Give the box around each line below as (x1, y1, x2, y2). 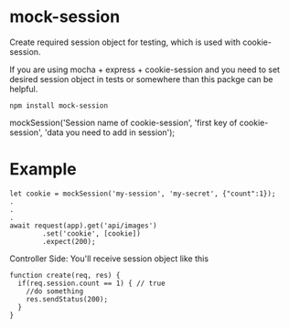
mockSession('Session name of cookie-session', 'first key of (9, 117, 238, 128)
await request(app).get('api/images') (9, 221, 157, 230)
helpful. (9, 83, 38, 94)
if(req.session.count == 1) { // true (17, 279, 166, 288)
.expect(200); (42, 237, 96, 246)
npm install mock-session (9, 101, 108, 111)
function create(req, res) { (9, 270, 121, 280)
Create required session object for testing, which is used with (9, 37, 241, 48)
